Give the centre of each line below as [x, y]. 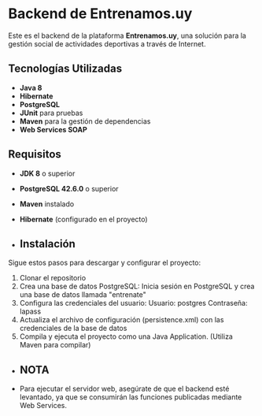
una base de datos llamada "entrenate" [83, 295]
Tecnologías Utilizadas [65, 69]
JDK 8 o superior [47, 173]
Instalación [48, 244]
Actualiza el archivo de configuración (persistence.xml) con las [122, 320]
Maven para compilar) [55, 345]
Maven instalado [47, 204]
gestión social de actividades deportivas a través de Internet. [107, 43]
